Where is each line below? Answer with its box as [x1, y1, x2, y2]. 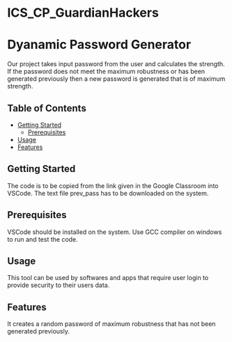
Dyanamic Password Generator [7, 37, 192, 53]
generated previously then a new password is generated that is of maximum [7, 75, 226, 83]
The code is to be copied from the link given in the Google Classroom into [7, 181, 219, 189]
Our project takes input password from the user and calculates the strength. [7, 60, 225, 68]
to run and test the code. [7, 235, 78, 243]
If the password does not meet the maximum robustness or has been [7, 68, 206, 76]
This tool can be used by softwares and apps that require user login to [7, 274, 209, 282]
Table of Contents [7, 102, 87, 114]
